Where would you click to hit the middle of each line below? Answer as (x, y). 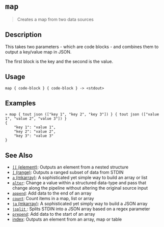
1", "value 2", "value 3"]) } (36, 119)
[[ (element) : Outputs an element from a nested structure (70, 167)
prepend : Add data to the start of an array (54, 214)
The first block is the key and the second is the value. (59, 61)
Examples (20, 103)
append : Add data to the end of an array (52, 193)
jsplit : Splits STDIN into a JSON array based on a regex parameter (81, 209)
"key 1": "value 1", (35, 127)
